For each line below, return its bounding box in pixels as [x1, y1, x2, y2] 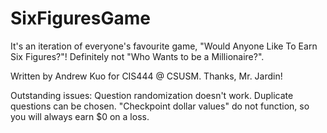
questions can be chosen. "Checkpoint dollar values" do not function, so [10, 100, 310, 112]
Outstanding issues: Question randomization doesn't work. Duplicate [10, 89, 294, 101]
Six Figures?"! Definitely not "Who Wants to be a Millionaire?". [10, 50, 265, 62]
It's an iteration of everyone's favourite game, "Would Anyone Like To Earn [10, 40, 318, 52]
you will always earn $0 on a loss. [10, 110, 150, 122]
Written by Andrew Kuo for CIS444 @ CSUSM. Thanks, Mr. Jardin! [10, 70, 283, 82]
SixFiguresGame [10, 7, 151, 30]
